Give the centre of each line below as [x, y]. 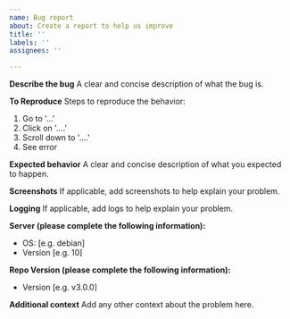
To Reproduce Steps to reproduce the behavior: [97, 101]
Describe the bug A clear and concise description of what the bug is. [137, 84]
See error [40, 147]
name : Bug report [41, 17]
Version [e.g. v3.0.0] [60, 288]
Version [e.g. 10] [52, 253]
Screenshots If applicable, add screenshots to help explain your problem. [145, 191]
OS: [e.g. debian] [54, 243]
